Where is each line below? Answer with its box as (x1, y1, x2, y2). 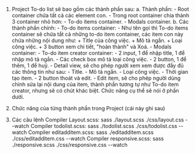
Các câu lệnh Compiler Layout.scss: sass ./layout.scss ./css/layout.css (11, 116, 184, 123)
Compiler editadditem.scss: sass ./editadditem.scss (28, 129, 154, 136)
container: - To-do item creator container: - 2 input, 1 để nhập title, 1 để (11, 50, 185, 56)
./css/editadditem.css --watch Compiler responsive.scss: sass (11, 135, 164, 142)
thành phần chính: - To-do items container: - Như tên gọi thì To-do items (11, 24, 188, 31)
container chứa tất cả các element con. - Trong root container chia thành (11, 12, 190, 19)
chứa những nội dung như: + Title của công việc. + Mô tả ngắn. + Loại (11, 37, 183, 44)
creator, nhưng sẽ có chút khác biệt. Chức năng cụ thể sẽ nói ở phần (11, 87, 179, 94)
